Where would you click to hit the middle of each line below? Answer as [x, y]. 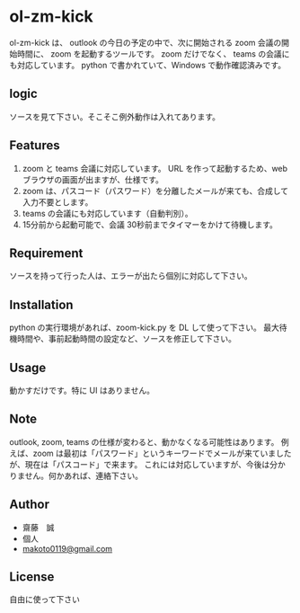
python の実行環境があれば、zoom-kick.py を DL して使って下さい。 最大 [145, 328]
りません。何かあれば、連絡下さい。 [76, 475]
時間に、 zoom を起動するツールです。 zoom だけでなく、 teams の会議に [153, 53]
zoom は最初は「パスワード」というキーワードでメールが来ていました [162, 453]
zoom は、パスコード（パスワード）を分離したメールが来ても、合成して [155, 191]
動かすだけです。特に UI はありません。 [82, 390]
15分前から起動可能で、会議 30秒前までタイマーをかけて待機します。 [150, 224]
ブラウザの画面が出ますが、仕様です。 [93, 179]
